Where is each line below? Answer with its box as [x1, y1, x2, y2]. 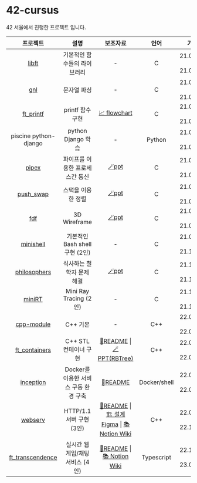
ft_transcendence [9, 453, 57, 461]
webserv [21, 415, 45, 424]
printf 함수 [63, 105, 91, 114]
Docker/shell [138, 378, 174, 386]
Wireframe [63, 218, 93, 226]
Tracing [63, 294, 84, 302]
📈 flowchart [98, 109, 133, 117]
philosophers [15, 268, 52, 276]
